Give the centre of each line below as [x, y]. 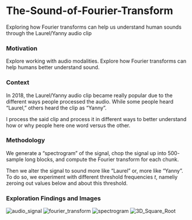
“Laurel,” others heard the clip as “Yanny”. [56, 108]
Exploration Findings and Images [53, 198]
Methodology [26, 140]
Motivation [22, 48]
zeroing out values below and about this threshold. [67, 183]
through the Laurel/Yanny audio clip [49, 33]
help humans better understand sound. [53, 67]
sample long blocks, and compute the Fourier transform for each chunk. [92, 159]
